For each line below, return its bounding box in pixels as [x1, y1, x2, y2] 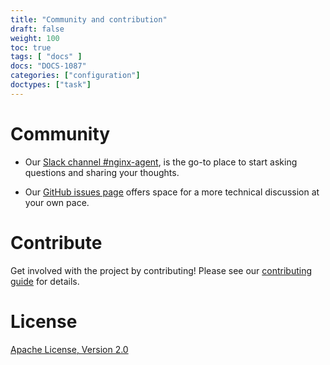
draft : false [10, 24, 65, 34]
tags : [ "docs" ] [10, 52, 83, 62]
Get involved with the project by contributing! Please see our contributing [10, 264, 313, 276]
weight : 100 [10, 33, 60, 43]
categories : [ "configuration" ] [10, 71, 141, 81]
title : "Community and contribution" [10, 14, 168, 25]
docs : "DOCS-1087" [10, 61, 87, 71]
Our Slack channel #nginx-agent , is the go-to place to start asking [24, 156, 298, 168]
